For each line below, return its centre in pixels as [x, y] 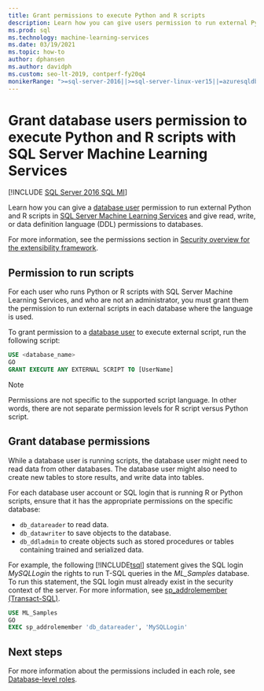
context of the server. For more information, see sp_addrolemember [118, 590]
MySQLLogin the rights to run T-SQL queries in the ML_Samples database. [129, 573]
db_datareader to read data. [64, 524]
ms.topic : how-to [37, 52]
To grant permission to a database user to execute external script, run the [127, 332]
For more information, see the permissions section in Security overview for [129, 240]
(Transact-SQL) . [34, 598]
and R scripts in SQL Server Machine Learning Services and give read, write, [132, 216]
